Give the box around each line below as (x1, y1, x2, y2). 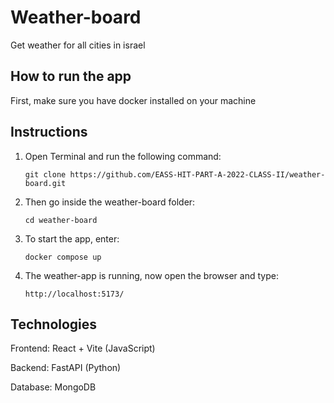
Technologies (10, 316, 98, 333)
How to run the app (10, 68, 132, 85)
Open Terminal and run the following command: (24, 150, 222, 162)
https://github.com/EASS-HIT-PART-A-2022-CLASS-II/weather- (69, 169, 326, 180)
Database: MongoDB (10, 381, 97, 393)
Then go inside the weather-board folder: (24, 196, 196, 208)
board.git (24, 178, 67, 188)
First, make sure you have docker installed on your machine (10, 94, 257, 106)
